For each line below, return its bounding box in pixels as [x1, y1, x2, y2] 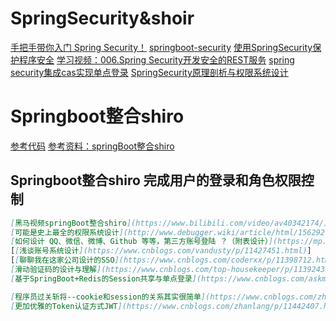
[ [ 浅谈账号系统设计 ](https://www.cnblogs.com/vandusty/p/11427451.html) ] [10, 246, 312, 256]
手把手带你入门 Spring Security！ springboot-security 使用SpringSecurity [10, 41, 313, 53]
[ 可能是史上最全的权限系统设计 [10, 227, 120, 237]
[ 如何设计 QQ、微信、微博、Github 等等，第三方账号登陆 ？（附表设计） [10, 237, 269, 247]
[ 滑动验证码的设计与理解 [10, 265, 97, 275]
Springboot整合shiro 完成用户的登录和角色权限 [10, 172, 302, 189]
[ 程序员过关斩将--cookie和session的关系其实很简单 [10, 292, 202, 302]
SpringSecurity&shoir [10, 7, 195, 30]
